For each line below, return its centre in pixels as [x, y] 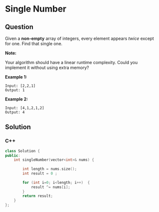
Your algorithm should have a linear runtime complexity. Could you [72, 62]
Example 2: [16, 99]
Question [19, 27]
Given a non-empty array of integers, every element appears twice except [79, 38]
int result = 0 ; [40, 174]
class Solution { [23, 151]
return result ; [38, 196]
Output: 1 [15, 90]
